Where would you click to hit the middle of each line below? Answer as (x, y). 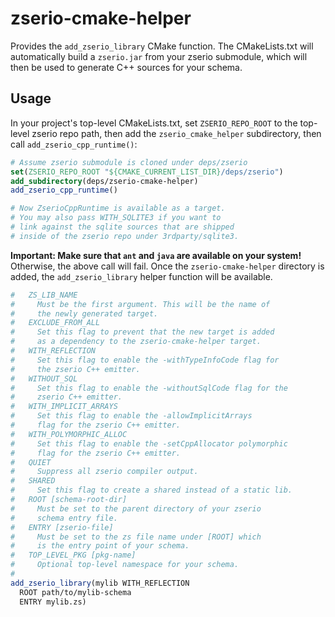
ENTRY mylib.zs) (53, 602)
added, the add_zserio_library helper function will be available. (141, 276)
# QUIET (31, 462)
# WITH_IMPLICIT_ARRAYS (64, 407)
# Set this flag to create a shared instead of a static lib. (151, 490)
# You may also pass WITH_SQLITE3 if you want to (116, 218)
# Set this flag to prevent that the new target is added (142, 332)
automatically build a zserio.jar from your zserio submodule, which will (159, 56)
